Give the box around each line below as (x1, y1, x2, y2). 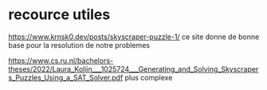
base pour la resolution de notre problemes (8, 40, 150, 49)
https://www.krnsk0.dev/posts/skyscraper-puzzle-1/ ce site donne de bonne (8, 32, 260, 41)
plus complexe (124, 72, 173, 82)
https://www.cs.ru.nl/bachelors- (8, 56, 114, 65)
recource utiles (8, 6, 111, 24)
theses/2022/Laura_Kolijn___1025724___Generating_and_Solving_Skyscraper (8, 64, 259, 73)
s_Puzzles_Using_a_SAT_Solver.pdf (8, 72, 124, 82)
